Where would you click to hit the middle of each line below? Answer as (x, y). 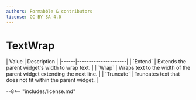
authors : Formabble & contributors (49, 11)
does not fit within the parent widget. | (52, 80)
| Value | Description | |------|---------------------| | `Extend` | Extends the (96, 62)
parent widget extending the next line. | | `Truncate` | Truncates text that (93, 74)
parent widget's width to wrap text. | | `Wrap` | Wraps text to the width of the (98, 68)
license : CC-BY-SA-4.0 (34, 17)
